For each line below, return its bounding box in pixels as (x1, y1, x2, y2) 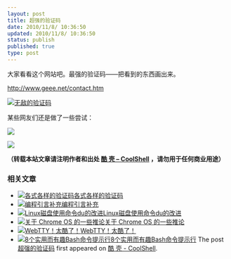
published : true (7, 43, 55, 50)
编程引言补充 (61, 200, 99, 208)
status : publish (7, 37, 55, 44)
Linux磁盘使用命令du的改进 (103, 209, 182, 217)
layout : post (7, 10, 46, 18)
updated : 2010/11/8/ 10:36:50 (7, 30, 96, 37)
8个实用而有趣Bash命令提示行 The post (110, 235, 224, 244)
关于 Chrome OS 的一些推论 (104, 217, 185, 226)
